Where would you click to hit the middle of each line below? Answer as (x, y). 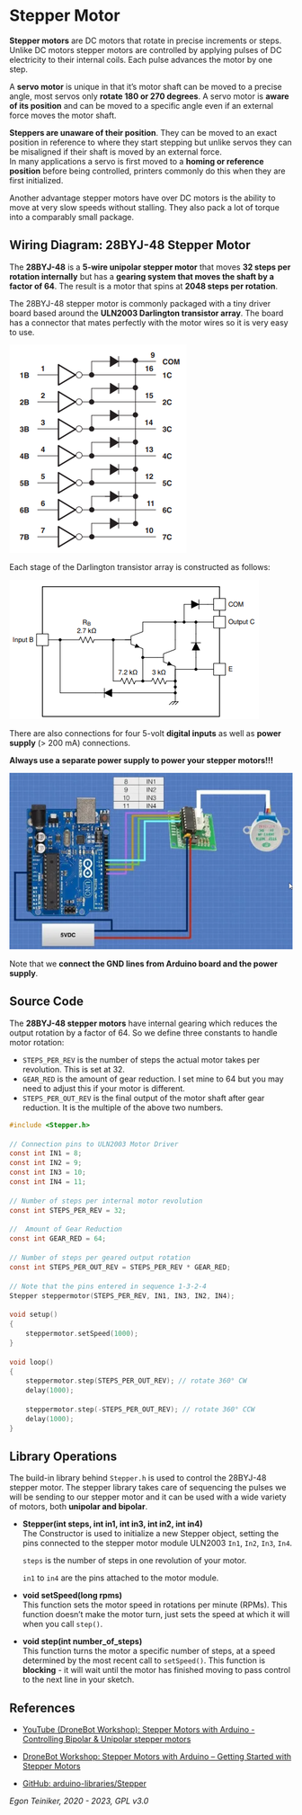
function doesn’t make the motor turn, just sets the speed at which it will (156, 1615)
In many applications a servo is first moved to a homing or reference (137, 161)
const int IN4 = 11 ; (48, 1182)
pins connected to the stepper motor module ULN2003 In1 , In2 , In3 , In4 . (157, 1544)
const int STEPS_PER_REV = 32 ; (68, 1210)
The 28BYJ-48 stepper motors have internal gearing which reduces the (143, 1023)
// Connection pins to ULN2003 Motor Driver (94, 1144)
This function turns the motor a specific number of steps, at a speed (149, 1651)
